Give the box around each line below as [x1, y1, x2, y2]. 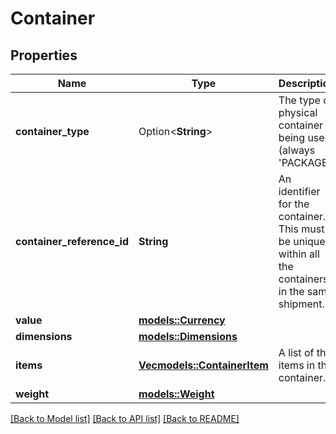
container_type [15, 125, 90, 138]
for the [278, 197, 310, 211]
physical [278, 106, 318, 119]
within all [278, 247, 320, 261]
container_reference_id [15, 235, 129, 248]
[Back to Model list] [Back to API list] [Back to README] [10, 413, 240, 424]
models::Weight [138, 387, 215, 401]
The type [278, 93, 321, 107]
